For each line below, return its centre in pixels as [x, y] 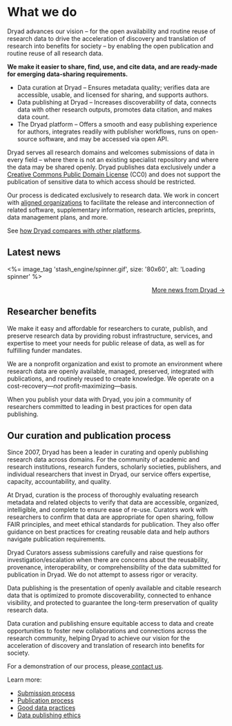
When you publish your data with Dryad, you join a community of [99, 399]
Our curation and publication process [89, 436]
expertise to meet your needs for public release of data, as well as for [106, 343]
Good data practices [46, 708]
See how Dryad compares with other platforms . [75, 230]
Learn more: [25, 680]
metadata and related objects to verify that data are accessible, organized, [113, 502]
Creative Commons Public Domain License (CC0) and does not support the [114, 174]
